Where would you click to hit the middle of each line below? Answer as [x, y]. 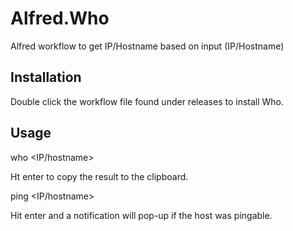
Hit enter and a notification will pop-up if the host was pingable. [141, 215]
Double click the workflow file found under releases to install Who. [147, 101]
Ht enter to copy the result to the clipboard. [99, 176]
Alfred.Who [60, 18]
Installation [46, 77]
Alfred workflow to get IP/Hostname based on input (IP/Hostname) [147, 46]
